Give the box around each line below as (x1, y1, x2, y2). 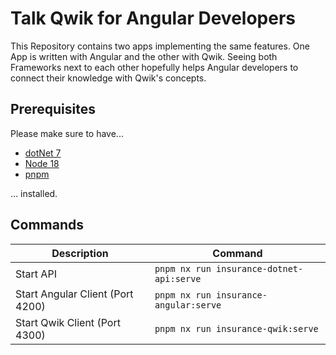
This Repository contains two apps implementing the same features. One (10, 40, 311, 52)
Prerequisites (10, 101, 96, 118)
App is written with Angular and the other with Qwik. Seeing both (10, 50, 278, 62)
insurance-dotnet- (216, 263, 304, 274)
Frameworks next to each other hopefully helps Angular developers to (10, 61, 299, 73)
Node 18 (24, 157, 60, 169)
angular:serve (154, 299, 222, 311)
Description (51, 246, 109, 260)
